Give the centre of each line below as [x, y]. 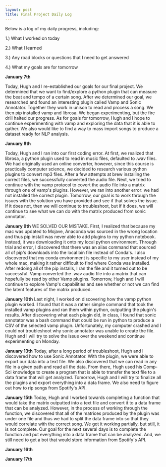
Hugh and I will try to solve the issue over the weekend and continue [75, 336]
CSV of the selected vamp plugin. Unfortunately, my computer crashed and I [83, 325]
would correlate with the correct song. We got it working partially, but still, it [83, 424]
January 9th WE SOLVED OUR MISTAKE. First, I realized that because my [80, 226]
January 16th [19, 449]
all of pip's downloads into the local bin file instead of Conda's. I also [75, 252]
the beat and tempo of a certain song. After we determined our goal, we [79, 97]
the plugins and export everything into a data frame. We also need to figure [82, 383]
